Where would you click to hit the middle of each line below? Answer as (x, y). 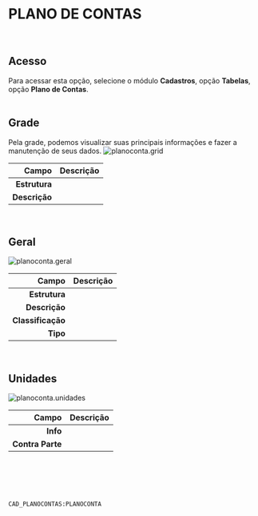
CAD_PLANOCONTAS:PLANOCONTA (55, 504)
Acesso (28, 61)
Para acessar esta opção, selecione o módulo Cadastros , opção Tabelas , (129, 80)
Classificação (39, 320)
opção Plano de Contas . (49, 89)
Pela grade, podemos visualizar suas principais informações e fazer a (123, 142)
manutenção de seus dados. (55, 151)
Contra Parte (37, 444)
